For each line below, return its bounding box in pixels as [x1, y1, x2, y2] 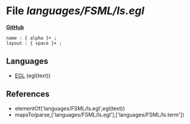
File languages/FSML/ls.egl [6, 4, 145, 18]
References [6, 89, 50, 99]
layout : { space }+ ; [6, 40, 62, 46]
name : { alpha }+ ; [6, 35, 57, 41]
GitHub [6, 24, 24, 31]
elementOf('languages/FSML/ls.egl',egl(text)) [14, 105, 125, 112]
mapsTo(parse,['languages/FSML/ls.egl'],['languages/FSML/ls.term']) [14, 111, 185, 118]
